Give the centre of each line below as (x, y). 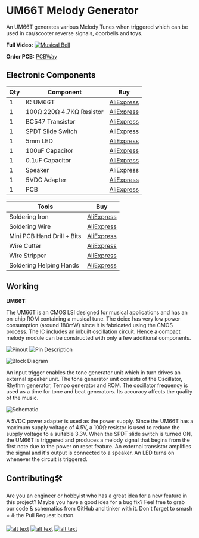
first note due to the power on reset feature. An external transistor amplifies (99, 446)
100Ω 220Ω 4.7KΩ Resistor (65, 112)
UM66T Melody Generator (72, 10)
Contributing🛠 (34, 478)
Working (22, 286)
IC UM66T (40, 102)
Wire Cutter (25, 245)
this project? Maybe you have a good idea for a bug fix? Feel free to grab (96, 502)
